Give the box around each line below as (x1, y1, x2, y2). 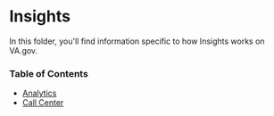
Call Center (21, 97, 64, 108)
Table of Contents (9, 67, 89, 79)
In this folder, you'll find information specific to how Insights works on (9, 36, 265, 46)
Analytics (21, 87, 57, 99)
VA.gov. (9, 45, 38, 55)
